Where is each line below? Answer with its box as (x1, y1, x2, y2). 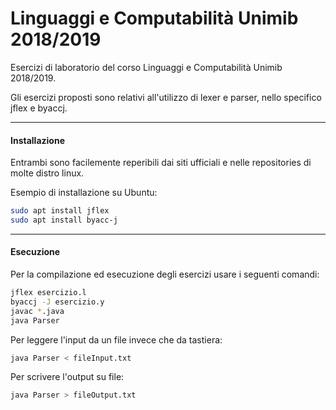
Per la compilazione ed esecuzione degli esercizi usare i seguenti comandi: (10, 268, 320, 281)
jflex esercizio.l (10, 288, 87, 298)
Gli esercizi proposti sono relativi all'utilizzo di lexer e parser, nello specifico (10, 91, 322, 103)
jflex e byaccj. (10, 102, 68, 114)
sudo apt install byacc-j (10, 215, 118, 226)
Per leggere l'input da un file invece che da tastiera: (10, 333, 223, 346)
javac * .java (10, 306, 65, 316)
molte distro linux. (10, 167, 85, 179)
